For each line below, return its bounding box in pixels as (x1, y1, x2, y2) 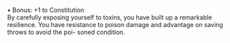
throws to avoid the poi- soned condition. (7, 28, 125, 36)
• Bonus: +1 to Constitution (7, 6, 85, 14)
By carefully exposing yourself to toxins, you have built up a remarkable (7, 13, 213, 21)
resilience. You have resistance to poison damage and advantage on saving (7, 21, 224, 28)
